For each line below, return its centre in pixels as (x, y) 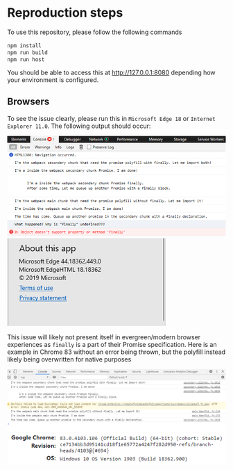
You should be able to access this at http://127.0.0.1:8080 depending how (112, 72)
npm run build (28, 52)
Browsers (28, 102)
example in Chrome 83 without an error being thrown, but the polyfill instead (116, 352)
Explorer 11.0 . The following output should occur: (79, 126)
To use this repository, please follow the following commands (95, 32)
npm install (24, 46)
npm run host (26, 59)
